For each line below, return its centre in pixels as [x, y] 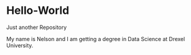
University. [20, 45]
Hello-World [38, 11]
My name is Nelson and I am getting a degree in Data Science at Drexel [95, 39]
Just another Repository [37, 27]
